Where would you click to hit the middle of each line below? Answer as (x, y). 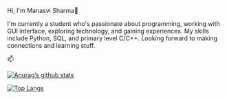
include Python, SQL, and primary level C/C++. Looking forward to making (112, 38)
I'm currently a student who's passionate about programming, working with (113, 24)
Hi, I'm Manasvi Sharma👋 (43, 11)
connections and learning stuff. (51, 45)
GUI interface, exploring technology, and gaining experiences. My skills (108, 31)
